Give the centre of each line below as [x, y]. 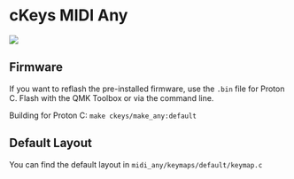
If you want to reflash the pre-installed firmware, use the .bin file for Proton [147, 89]
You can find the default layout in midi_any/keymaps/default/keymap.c [136, 164]
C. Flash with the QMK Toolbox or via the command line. [112, 97]
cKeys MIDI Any [69, 16]
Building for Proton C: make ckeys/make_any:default [103, 115]
